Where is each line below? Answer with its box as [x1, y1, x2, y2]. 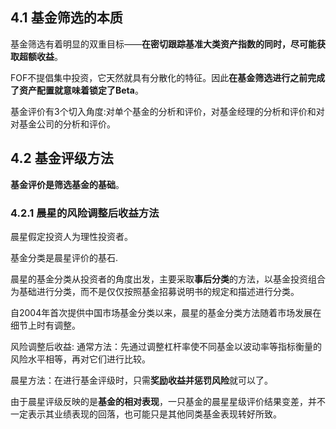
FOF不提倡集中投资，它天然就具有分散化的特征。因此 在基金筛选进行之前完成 [10, 71, 326, 83]
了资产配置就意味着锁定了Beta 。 [10, 84, 144, 96]
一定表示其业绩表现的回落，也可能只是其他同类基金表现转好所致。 [10, 408, 282, 420]
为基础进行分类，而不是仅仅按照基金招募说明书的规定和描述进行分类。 [10, 285, 300, 297]
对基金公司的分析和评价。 [10, 118, 116, 130]
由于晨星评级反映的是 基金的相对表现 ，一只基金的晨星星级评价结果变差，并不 [10, 395, 326, 407]
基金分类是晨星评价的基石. [10, 251, 119, 263]
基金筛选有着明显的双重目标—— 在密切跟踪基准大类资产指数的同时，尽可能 [10, 38, 317, 50]
